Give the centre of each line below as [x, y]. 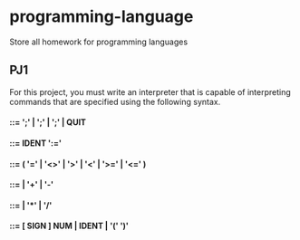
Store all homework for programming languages [99, 42]
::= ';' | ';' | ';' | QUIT [48, 122]
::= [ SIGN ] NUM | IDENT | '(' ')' [69, 226]
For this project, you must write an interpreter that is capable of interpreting [150, 91]
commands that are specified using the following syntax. [115, 101]
